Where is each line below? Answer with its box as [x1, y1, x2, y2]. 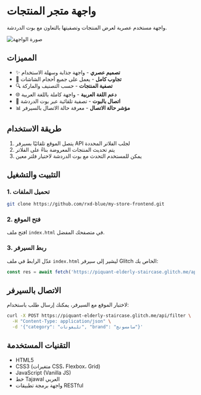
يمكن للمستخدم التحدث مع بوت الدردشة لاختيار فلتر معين [15, 152, 142, 160]
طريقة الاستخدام [7, 124, 62, 134]
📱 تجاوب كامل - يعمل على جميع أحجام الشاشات [15, 75, 122, 82]
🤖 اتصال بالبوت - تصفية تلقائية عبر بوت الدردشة [15, 97, 121, 105]
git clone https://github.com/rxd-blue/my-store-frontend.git [7, 201, 165, 207]
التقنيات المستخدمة [7, 341, 70, 351]
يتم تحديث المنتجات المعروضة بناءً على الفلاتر [15, 146, 115, 153]
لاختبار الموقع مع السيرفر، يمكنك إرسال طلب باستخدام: [7, 301, 129, 308]
